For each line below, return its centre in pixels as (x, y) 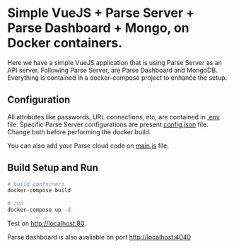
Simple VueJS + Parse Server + (101, 13)
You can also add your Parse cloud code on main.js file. (88, 146)
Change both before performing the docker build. (79, 131)
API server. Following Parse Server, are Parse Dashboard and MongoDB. (112, 70)
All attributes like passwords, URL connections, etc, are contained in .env (114, 117)
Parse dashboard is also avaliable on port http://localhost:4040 (99, 237)
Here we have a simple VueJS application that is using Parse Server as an (115, 62)
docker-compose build (39, 191)
